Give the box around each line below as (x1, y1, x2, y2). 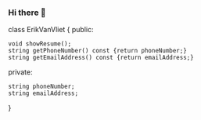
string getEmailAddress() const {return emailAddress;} (8, 54, 194, 62)
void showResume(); (8, 40, 72, 48)
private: (8, 67, 33, 77)
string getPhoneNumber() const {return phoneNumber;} (8, 47, 188, 55)
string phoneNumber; (8, 82, 76, 91)
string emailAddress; (8, 89, 79, 97)
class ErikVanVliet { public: (8, 25, 94, 35)
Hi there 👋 (8, 7, 47, 18)
